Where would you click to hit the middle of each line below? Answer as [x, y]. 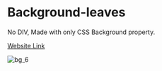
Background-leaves [66, 12]
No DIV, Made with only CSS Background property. [81, 32]
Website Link [26, 45]
